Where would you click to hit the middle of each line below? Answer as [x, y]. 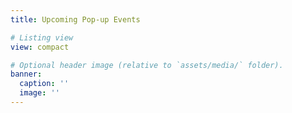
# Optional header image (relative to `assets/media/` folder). [147, 65]
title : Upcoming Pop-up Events [75, 19]
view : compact [40, 47]
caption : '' [44, 84]
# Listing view [42, 37]
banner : [26, 74]
